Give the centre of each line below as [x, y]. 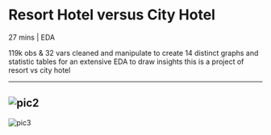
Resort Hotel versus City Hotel [112, 15]
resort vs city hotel [40, 70]
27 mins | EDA [31, 37]
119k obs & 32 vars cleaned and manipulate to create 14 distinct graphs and [133, 53]
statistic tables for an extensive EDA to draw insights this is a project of [126, 61]
